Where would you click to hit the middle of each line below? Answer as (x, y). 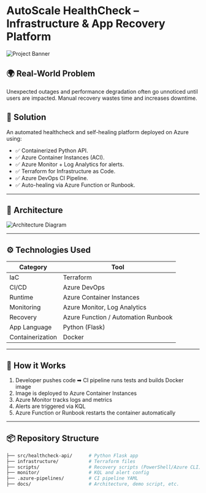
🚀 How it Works (36, 365)
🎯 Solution (26, 117)
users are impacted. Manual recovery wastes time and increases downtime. (102, 98)
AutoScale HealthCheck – (73, 11)
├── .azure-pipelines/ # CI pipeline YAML (72, 478)
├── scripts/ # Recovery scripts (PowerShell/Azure (97, 467)
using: (14, 138)
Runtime (21, 298)
